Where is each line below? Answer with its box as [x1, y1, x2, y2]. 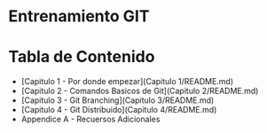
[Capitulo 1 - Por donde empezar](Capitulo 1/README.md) [20, 76, 234, 87]
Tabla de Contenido [8, 47, 155, 67]
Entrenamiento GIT [8, 6, 150, 27]
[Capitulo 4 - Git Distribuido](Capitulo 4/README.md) [20, 105, 217, 115]
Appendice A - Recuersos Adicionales [20, 113, 161, 125]
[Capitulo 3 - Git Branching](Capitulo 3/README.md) [20, 95, 215, 106]
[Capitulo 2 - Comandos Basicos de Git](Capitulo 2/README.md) [20, 86, 259, 97]
